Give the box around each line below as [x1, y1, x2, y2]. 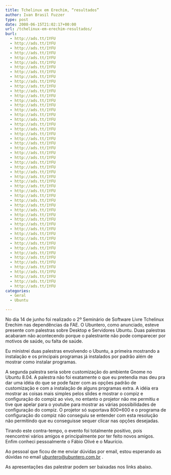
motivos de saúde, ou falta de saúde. [5, 338, 83, 344]
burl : [5, 31, 17, 36]
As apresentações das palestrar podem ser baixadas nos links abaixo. [5, 464, 153, 470]
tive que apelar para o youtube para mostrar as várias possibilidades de [5, 401, 156, 407]
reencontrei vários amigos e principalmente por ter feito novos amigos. [5, 433, 155, 439]
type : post [5, 17, 29, 22]
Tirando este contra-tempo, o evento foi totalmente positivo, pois [5, 428, 142, 434]
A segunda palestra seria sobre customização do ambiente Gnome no [5, 369, 152, 375]
